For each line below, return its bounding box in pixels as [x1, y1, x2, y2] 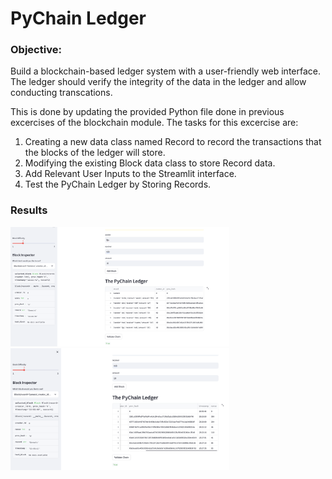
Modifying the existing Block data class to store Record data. [24, 157, 276, 169]
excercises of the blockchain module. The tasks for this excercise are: [10, 117, 299, 129]
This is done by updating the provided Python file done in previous [10, 106, 285, 118]
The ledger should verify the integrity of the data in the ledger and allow [10, 76, 307, 88]
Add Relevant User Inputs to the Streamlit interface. [24, 168, 237, 180]
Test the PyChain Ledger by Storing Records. [24, 178, 212, 191]
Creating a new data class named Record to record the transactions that [24, 136, 322, 148]
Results [10, 203, 48, 217]
